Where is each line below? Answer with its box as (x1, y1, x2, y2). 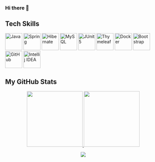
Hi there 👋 (5, 4, 30, 11)
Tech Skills (5, 20, 40, 28)
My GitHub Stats (5, 78, 57, 86)
